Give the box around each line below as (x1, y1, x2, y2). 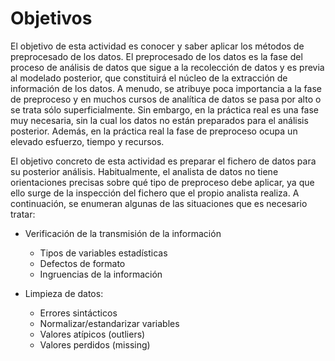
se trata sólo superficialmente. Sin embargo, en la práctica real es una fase (10, 103, 320, 116)
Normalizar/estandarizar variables (39, 317, 180, 329)
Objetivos (10, 7, 93, 30)
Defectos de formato (39, 257, 126, 269)
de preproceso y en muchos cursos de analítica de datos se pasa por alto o (10, 93, 322, 105)
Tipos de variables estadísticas (39, 247, 168, 259)
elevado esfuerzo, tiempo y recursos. (10, 135, 165, 147)
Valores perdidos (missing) (39, 338, 151, 351)
